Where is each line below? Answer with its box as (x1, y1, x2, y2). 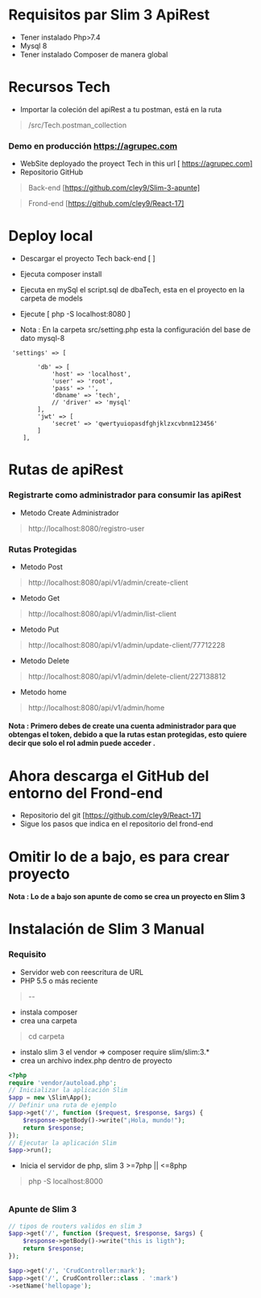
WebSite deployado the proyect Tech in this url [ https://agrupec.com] (19, 159, 253, 169)
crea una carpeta (19, 1015, 78, 1025)
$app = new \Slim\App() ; (8, 1094, 92, 1102)
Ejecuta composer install (19, 269, 102, 279)
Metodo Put (19, 624, 60, 634)
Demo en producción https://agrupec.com (8, 140, 178, 151)
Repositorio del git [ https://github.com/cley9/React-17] (19, 810, 201, 821)
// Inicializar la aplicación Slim (8, 1086, 128, 1094)
